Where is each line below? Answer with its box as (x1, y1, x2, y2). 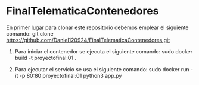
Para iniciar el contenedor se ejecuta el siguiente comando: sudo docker (14, 48, 193, 55)
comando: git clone (6, 30, 54, 37)
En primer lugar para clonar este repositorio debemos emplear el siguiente (6, 24, 189, 31)
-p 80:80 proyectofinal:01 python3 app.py (19, 72, 122, 79)
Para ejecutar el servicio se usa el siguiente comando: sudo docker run (14, 65, 189, 73)
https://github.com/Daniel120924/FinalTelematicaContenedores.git (6, 36, 170, 43)
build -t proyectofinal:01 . (14, 54, 76, 61)
